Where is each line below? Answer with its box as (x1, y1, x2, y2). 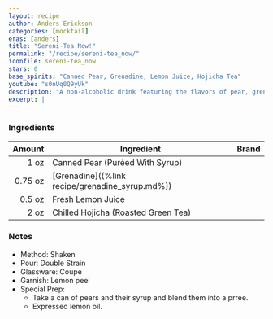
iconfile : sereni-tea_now (8, 58, 96, 66)
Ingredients (8, 122, 55, 133)
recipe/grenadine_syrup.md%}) (52, 180, 172, 191)
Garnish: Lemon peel (19, 275, 91, 285)
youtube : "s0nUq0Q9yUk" (8, 80, 89, 88)
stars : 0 (8, 65, 38, 73)
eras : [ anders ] (8, 34, 60, 43)
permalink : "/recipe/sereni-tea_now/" (8, 50, 140, 58)
